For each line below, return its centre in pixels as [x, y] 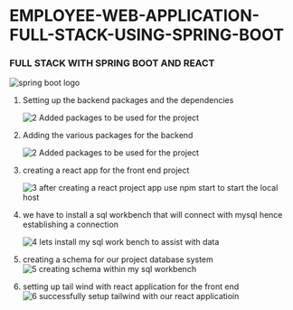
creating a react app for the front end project [106, 170]
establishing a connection [71, 225]
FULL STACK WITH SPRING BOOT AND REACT [112, 63]
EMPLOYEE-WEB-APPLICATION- [135, 16]
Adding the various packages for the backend [108, 136]
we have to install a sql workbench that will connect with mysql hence [152, 215]
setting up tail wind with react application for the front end [131, 287]
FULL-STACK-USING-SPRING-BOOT [147, 35]
